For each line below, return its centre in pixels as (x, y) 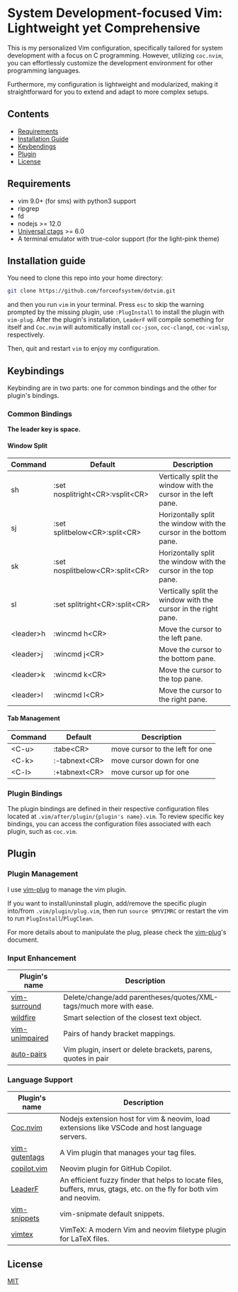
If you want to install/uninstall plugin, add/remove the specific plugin (107, 903)
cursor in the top (186, 570)
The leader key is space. (44, 429)
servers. (73, 1136)
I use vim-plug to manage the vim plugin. (67, 889)
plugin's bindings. (33, 396)
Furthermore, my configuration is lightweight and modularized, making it (113, 84)
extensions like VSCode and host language (131, 1128)
